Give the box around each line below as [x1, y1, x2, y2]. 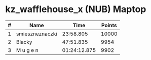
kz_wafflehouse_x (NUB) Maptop [5, 4, 146, 15]
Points [101, 22, 118, 29]
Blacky [16, 38, 32, 45]
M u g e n [16, 46, 39, 53]
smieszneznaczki [16, 30, 57, 37]
